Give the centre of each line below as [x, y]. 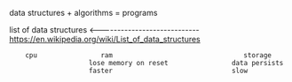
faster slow [168, 71]
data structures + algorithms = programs [83, 13]
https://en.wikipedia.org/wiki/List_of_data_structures [105, 39]
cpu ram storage [149, 56]
